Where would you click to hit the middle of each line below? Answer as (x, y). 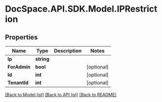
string (42, 59)
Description (68, 51)
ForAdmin (19, 67)
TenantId (18, 83)
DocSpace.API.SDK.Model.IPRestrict (81, 9)
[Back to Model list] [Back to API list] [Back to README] (61, 95)
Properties (21, 37)
